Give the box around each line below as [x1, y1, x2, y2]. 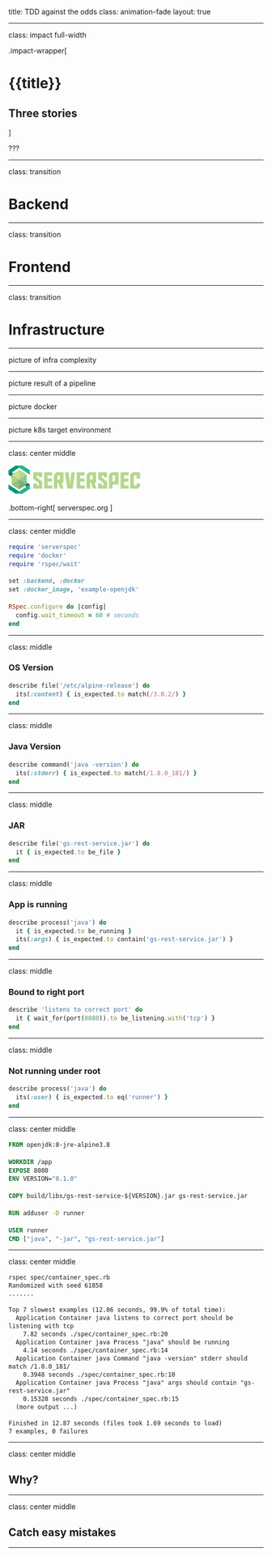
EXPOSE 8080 [8, 1166, 49, 1174]
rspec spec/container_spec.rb [8, 1273, 111, 1282]
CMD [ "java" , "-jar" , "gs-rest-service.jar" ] [8, 1234, 164, 1243]
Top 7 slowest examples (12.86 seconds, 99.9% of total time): [8, 1306, 227, 1315]
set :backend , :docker [8, 577, 85, 586]
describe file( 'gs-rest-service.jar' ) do [8, 839, 151, 847]
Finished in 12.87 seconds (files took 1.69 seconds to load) [8, 1419, 223, 1428]
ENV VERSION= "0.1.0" [8, 1174, 79, 1183]
